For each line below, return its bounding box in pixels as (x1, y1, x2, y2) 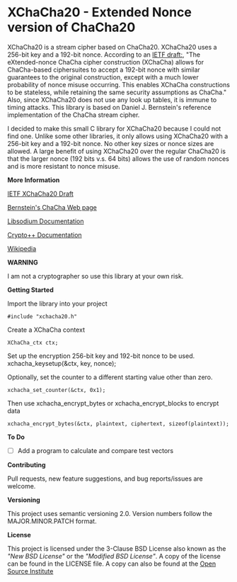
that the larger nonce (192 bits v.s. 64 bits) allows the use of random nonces (7, 154, 230, 163)
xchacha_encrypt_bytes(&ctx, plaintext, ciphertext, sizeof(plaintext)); (7, 420, 230, 427)
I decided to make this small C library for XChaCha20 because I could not (7, 124, 221, 133)
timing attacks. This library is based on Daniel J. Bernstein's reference (7, 103, 212, 111)
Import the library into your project (7, 299, 108, 308)
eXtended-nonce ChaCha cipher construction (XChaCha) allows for (7, 57, 204, 66)
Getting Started (7, 285, 54, 294)
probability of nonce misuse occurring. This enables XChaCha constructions (7, 80, 230, 89)
